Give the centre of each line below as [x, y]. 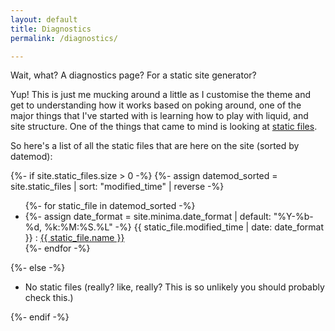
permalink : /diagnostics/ [64, 38]
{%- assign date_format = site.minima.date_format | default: [148, 217]
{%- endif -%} [40, 317]
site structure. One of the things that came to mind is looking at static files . [164, 127]
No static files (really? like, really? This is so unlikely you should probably [174, 287]
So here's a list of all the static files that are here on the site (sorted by [155, 146]
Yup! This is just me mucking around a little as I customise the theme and [161, 95]
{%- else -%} [38, 268]
